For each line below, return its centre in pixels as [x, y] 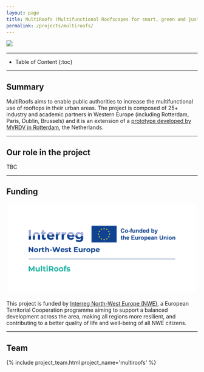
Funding [22, 192]
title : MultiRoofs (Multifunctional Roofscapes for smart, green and [96, 19]
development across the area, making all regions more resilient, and [91, 317]
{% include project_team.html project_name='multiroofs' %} [81, 363]
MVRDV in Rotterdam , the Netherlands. [55, 127]
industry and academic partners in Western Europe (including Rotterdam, [98, 114]
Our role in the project [49, 152]
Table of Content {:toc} [44, 62]
